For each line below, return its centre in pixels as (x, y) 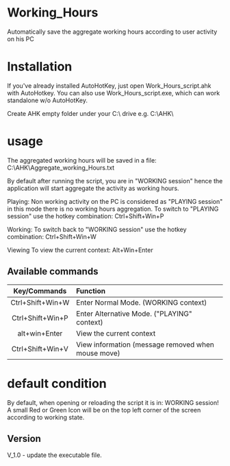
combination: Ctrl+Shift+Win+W (52, 236)
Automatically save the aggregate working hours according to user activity (112, 32)
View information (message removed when (145, 345)
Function (91, 291)
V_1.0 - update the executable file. (55, 455)
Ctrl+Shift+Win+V (40, 349)
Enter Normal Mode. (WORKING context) (142, 302)
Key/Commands (40, 291)
